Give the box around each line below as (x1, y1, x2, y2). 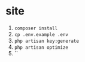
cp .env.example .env (14, 31, 68, 37)
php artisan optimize (14, 44, 68, 51)
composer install (14, 25, 58, 31)
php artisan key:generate (14, 38, 79, 44)
